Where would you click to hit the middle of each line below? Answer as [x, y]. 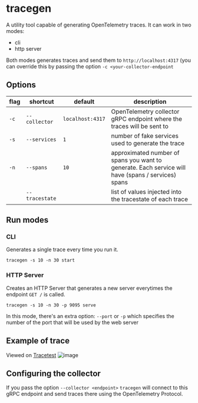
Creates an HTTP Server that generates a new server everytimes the [89, 288]
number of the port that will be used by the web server [72, 322]
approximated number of [145, 153]
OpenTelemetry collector [145, 111]
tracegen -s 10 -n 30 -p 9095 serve [51, 305]
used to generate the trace [148, 143]
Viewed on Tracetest [31, 355]
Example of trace [38, 341]
